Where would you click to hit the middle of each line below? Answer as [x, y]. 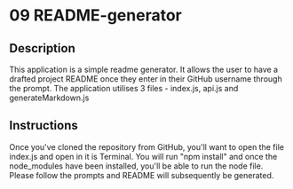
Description [42, 48]
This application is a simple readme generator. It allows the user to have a [143, 69]
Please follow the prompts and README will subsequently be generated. [142, 175]
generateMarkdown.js [49, 98]
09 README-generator [95, 16]
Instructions [44, 126]
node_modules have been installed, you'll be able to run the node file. [136, 166]
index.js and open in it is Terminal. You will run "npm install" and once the [143, 156]
